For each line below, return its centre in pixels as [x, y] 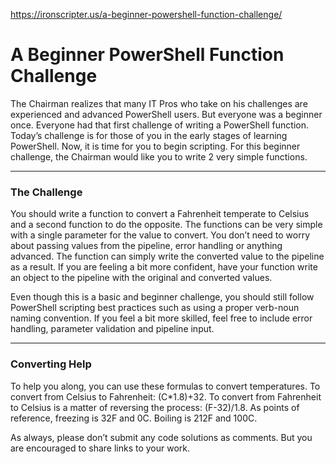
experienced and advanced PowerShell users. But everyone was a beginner [166, 114]
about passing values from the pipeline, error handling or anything [146, 246]
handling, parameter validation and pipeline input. [112, 329]
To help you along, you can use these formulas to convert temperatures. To [165, 386]
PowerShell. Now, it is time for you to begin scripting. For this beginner [155, 146]
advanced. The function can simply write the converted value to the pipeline [167, 256]
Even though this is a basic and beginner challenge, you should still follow [162, 297]
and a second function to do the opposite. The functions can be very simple [166, 225]
